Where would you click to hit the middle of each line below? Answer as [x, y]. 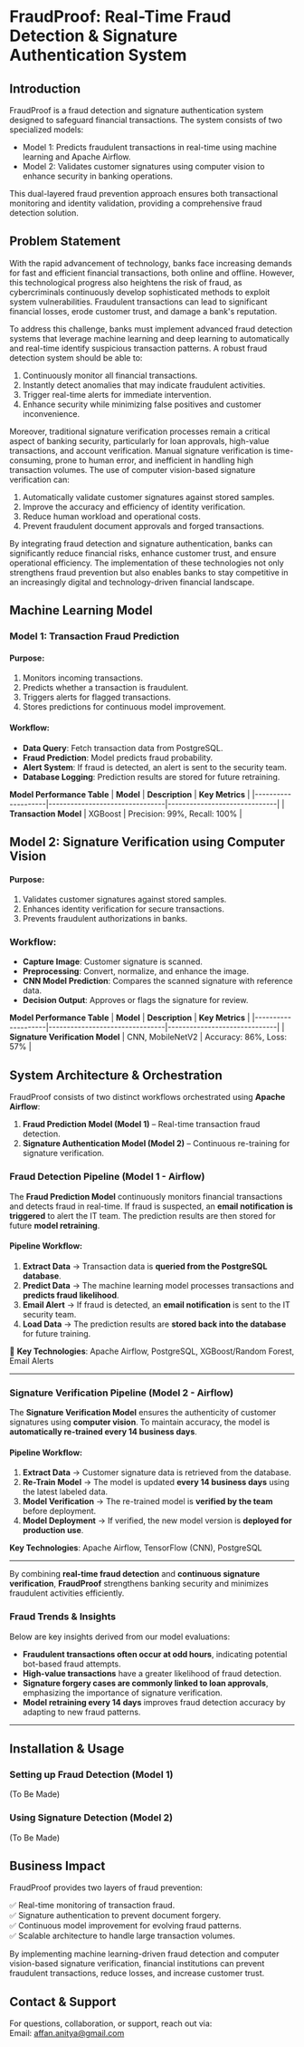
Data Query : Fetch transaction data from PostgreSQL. [123, 748]
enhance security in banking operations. [98, 176]
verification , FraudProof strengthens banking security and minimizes [139, 1584]
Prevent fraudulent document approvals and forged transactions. [143, 526]
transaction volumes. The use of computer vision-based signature [133, 469]
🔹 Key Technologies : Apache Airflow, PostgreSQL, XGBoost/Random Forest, [152, 1351]
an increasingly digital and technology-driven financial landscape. [132, 582]
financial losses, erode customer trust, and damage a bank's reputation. [143, 311]
